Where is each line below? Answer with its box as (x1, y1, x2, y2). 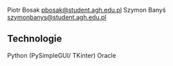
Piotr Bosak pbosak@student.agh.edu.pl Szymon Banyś (7, 6, 166, 14)
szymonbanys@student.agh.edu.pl (7, 13, 107, 21)
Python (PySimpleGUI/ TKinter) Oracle (7, 51, 116, 59)
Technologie (7, 33, 62, 45)
